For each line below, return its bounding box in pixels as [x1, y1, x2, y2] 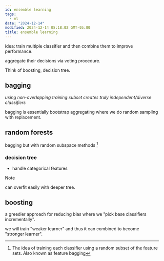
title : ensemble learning [5, 30, 58, 35]
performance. [5, 48, 33, 54]
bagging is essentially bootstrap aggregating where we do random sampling [5, 109, 158, 115]
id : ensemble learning [5, 7, 51, 12]
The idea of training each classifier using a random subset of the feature [12, 245, 158, 251]
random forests [5, 128, 53, 137]
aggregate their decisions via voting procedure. [5, 58, 101, 63]
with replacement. [5, 114, 41, 120]
